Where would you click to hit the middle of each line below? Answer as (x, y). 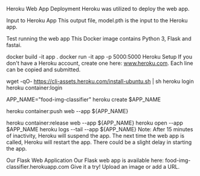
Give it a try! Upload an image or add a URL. (125, 167)
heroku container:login (34, 88)
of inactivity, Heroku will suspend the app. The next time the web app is (95, 136)
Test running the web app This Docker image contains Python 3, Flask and (99, 38)
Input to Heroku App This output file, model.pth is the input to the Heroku (97, 20)
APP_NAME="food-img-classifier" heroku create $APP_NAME (84, 99)
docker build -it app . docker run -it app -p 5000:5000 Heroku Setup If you (99, 57)
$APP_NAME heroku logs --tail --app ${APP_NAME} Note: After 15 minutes (100, 129)
